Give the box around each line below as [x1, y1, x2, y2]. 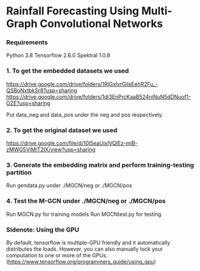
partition [6, 169, 32, 176]
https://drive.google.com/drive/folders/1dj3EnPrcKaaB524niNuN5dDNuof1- [6, 93, 191, 100]
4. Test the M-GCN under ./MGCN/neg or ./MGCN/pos [6, 197, 166, 205]
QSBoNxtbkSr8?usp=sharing [6, 87, 78, 94]
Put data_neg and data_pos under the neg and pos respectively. [6, 111, 164, 118]
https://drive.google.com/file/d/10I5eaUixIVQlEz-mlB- [6, 139, 138, 147]
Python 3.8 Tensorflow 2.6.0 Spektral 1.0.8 [6, 52, 110, 59]
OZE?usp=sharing [6, 99, 51, 106]
